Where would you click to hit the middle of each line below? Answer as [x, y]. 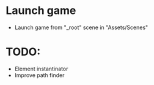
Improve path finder [39, 75]
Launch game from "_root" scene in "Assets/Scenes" [81, 27]
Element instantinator [41, 69]
